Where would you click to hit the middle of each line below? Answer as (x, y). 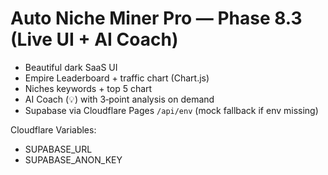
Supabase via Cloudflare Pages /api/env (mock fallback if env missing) (171, 110)
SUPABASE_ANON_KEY (73, 159)
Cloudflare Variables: (53, 129)
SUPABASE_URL (58, 149)
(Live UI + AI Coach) (94, 39)
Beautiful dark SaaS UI (71, 67)
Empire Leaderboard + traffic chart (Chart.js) (117, 78)
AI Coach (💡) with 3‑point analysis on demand (119, 99)
